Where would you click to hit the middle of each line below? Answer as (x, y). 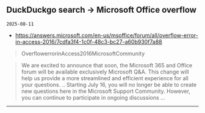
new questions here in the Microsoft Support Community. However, (106, 91)
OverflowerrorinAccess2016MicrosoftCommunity (83, 53)
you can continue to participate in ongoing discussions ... (93, 97)
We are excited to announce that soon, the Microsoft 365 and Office (107, 65)
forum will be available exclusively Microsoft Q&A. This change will (105, 72)
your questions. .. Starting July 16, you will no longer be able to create (109, 84)
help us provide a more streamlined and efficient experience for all (105, 78)
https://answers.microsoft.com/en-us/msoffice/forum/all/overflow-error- (106, 35)
